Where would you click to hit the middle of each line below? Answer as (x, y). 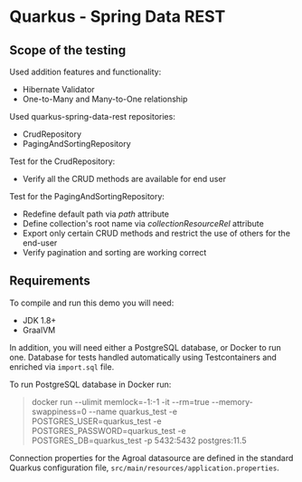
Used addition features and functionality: (85, 72)
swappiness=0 (59, 411)
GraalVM (39, 330)
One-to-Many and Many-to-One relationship (105, 99)
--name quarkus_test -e (133, 411)
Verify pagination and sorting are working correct (114, 252)
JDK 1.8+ (39, 320)
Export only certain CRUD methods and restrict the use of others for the (156, 233)
